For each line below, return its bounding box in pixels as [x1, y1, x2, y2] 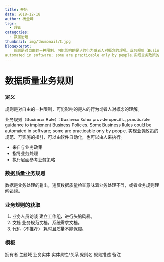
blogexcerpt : [5, 44, 32, 48]
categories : [5, 30, 29, 35]
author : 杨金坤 [5, 16, 34, 21]
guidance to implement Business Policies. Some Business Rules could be [5, 122, 152, 128]
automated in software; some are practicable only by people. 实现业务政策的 [5, 128, 159, 134]
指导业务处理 [12, 150, 38, 156]
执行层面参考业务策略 [12, 156, 55, 162]
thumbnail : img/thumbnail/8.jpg [5, 39, 71, 44]
